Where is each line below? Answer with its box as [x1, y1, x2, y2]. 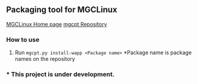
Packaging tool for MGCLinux [6, 5, 117, 15]
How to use [6, 35, 40, 43]
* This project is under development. [6, 70, 115, 79]
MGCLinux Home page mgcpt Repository [6, 20, 107, 27]
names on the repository [14, 55, 76, 63]
